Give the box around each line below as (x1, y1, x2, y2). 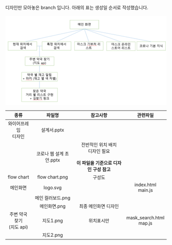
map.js (138, 220, 153, 226)
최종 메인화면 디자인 (79, 203, 119, 209)
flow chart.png (37, 174, 68, 180)
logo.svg (43, 184, 62, 191)
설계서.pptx (40, 127, 64, 133)
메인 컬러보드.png (35, 195, 71, 201)
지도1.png (42, 217, 63, 223)
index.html (134, 181, 157, 188)
